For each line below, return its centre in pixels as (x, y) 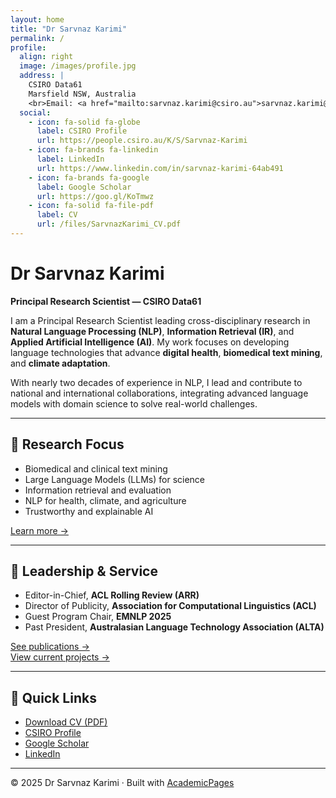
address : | (42, 76)
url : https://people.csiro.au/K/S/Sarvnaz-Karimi (142, 141)
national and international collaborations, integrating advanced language (159, 393)
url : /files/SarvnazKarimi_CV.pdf (109, 224)
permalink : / (37, 38)
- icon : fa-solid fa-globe (84, 122)
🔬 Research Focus (67, 444)
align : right (46, 57)
